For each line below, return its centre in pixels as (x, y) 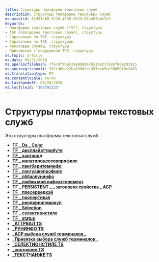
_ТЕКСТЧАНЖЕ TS (32, 255)
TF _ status (24, 218)
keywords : (15, 23)
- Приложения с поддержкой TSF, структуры (49, 51)
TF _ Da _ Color (27, 145)
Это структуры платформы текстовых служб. (53, 136)
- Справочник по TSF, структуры (38, 37)
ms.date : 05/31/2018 (26, 60)
